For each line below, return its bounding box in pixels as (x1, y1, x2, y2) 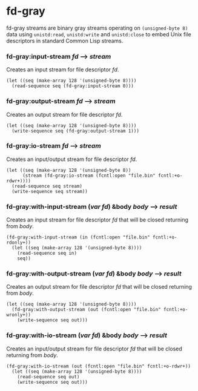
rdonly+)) (6, 240, 31, 246)
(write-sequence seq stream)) (12, 188, 88, 194)
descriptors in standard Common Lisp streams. (6, 37, 124, 44)
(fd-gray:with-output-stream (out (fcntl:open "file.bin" (12, 307, 162, 313)
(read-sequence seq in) (17, 250, 78, 257)
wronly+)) (6, 312, 31, 318)
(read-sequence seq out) (17, 373, 80, 379)
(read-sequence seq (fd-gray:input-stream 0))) (12, 83, 134, 89)
